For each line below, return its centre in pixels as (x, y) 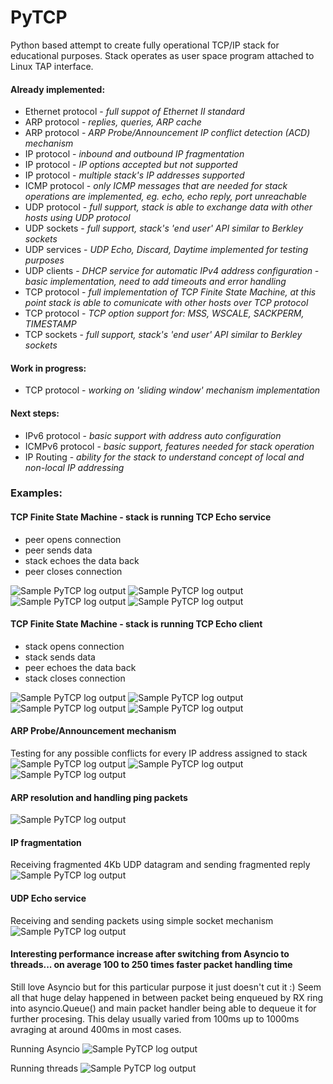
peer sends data (58, 550)
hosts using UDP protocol (77, 218)
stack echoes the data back (82, 560)
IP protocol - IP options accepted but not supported (131, 165)
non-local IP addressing (74, 467)
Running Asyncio (45, 1048)
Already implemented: (58, 89)
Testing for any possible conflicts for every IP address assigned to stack (159, 753)
